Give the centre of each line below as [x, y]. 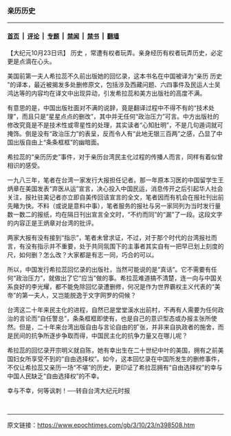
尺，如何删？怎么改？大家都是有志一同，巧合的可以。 [82, 254]
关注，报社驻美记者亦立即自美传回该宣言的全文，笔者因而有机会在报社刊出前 [115, 197]
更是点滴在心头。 [31, 61]
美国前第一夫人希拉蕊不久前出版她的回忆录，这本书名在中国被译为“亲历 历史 [115, 76]
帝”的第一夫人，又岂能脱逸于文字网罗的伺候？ [72, 295]
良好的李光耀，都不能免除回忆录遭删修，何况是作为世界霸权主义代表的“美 [117, 286]
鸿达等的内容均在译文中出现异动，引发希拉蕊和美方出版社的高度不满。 [107, 93]
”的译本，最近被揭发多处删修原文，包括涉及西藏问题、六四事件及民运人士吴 [114, 85]
